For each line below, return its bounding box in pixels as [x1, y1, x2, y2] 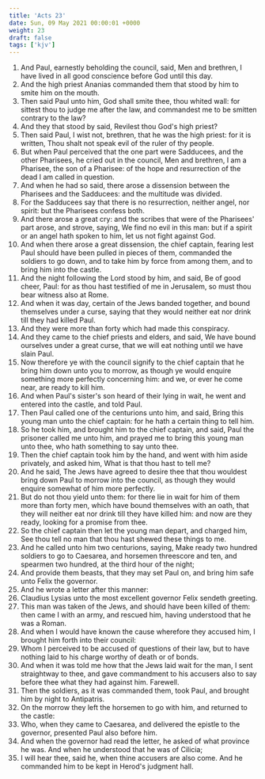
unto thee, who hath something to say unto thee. [20, 441, 179, 452]
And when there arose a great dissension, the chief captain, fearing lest [20, 239, 254, 250]
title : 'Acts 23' [9, 11, 66, 20]
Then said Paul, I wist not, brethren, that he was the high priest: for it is [20, 130, 252, 139]
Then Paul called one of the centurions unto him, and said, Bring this [20, 408, 244, 418]
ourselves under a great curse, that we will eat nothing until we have [20, 341, 244, 350]
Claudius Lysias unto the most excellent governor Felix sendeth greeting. [20, 594, 258, 603]
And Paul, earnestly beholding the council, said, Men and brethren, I [20, 63, 242, 72]
